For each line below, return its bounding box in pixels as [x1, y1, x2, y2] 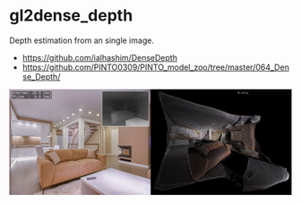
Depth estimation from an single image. [9, 35, 155, 46]
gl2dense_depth [9, 5, 133, 26]
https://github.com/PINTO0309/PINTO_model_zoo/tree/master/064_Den [21, 62, 289, 72]
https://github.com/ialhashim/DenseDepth [21, 52, 177, 63]
